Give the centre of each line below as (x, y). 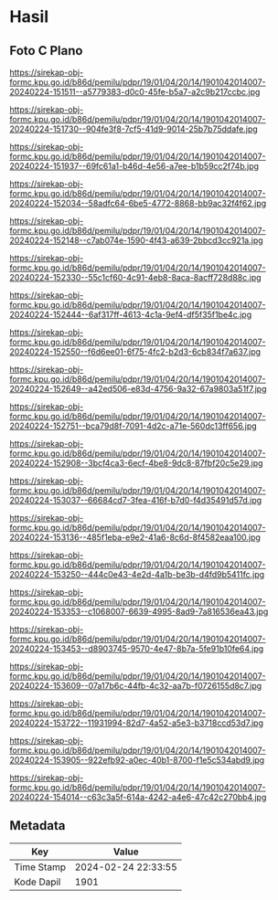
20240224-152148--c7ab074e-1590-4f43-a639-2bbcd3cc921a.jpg (136, 240)
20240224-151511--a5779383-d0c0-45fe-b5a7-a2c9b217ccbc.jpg (135, 92)
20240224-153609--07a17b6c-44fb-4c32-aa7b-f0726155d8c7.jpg (136, 686)
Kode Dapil (37, 882)
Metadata (37, 826)
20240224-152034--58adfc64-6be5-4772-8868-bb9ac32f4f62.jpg (138, 203)
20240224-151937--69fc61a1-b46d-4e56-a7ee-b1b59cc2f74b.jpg (134, 166)
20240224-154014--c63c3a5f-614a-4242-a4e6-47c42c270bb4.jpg (138, 797)
